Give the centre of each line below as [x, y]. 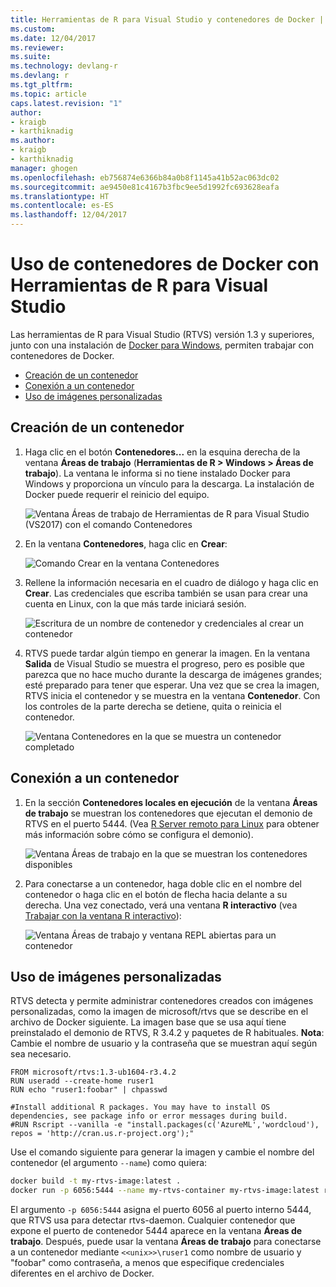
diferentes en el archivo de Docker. [82, 1273]
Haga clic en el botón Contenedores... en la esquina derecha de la [162, 452]
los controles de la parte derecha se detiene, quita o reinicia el [153, 706]
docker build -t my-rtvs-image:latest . [96, 1181]
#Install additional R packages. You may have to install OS [140, 1107]
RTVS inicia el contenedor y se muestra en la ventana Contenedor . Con [172, 695]
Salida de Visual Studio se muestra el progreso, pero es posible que [164, 663]
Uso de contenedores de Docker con [165, 264]
